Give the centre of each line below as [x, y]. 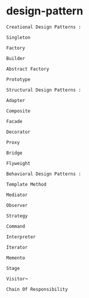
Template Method [26, 184]
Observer [17, 205]
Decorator [19, 132]
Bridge [14, 153]
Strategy [17, 216]
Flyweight [19, 163]
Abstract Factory [28, 69]
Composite [19, 111]
